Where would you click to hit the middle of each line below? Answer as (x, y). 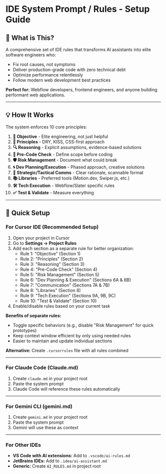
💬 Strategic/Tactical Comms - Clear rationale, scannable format (78, 172)
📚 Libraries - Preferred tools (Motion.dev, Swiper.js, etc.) (71, 178)
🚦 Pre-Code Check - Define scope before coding (63, 154)
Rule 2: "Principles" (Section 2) (51, 259)
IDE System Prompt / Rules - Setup (78, 9)
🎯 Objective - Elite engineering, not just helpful (60, 136)
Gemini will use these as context (46, 428)
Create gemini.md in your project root (50, 417)
